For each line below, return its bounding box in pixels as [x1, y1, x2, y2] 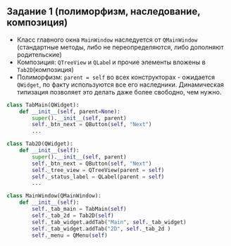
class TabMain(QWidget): [6, 102, 80, 109]
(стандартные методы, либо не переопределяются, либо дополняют [16, 42, 225, 51]
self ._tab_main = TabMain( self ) [32, 206, 127, 213]
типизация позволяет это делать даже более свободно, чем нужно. [16, 87, 222, 96]
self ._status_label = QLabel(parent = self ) [32, 173, 165, 180]
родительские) [16, 50, 63, 59]
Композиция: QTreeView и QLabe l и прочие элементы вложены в [16, 58, 206, 66]
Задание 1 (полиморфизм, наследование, [6, 6, 201, 18]
